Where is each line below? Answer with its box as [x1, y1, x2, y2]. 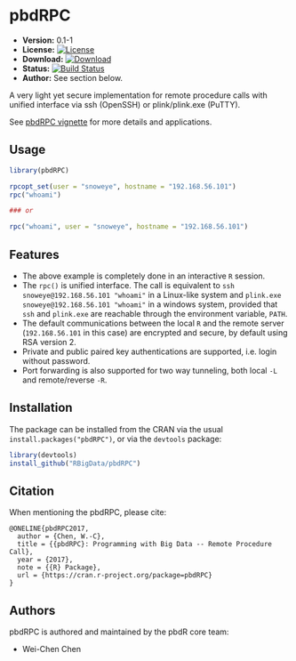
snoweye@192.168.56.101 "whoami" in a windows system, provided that [21, 299, 278, 310]
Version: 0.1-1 [21, 35, 74, 45]
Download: [21, 53, 64, 64]
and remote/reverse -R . [21, 375, 108, 385]
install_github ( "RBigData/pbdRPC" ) [9, 459, 141, 468]
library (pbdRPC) [9, 165, 69, 174]
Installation [9, 400, 73, 415]
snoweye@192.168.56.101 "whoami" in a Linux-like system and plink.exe [21, 289, 282, 300]
